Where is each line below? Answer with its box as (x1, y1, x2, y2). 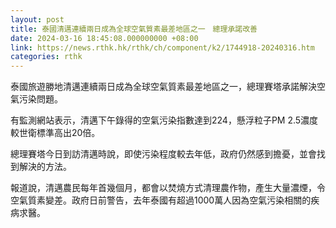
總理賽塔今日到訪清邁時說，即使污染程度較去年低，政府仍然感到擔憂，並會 (10, 148, 317, 160)
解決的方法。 (18, 161, 72, 173)
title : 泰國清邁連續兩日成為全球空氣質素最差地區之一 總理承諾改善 (10, 24, 258, 34)
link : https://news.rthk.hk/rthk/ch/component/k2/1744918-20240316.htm (10, 42, 315, 53)
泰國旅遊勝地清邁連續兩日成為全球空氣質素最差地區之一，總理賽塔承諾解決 (10, 81, 317, 93)
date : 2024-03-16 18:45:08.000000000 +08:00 (10, 33, 199, 43)
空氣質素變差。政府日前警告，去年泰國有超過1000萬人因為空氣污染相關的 (10, 194, 312, 206)
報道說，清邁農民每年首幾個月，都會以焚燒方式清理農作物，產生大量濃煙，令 (10, 182, 326, 194)
